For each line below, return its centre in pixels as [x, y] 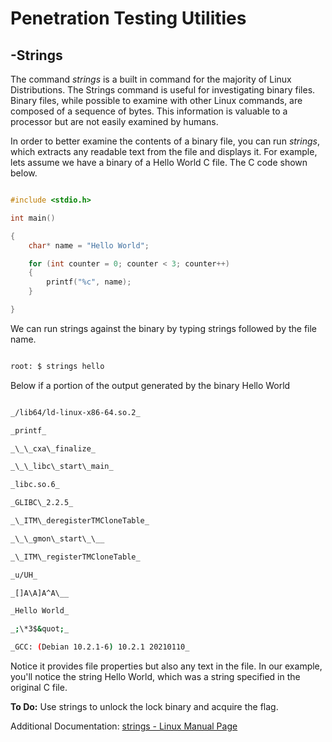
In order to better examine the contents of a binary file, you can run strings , [165, 141]
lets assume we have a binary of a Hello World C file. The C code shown [159, 162]
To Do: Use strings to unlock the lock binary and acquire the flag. [144, 706]
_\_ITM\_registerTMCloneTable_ [75, 557]
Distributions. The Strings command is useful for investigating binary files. [163, 90]
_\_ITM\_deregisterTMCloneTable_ [80, 521]
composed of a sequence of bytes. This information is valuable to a [149, 111]
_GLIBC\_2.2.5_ [42, 503]
